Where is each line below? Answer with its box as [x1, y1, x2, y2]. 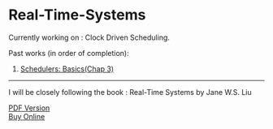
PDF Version [8, 103, 50, 113]
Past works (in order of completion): [8, 48, 129, 58]
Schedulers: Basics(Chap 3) [19, 63, 115, 74]
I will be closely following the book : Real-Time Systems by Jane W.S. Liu [8, 87, 252, 97]
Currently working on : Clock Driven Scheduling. [8, 32, 171, 42]
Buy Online [8, 111, 45, 121]
